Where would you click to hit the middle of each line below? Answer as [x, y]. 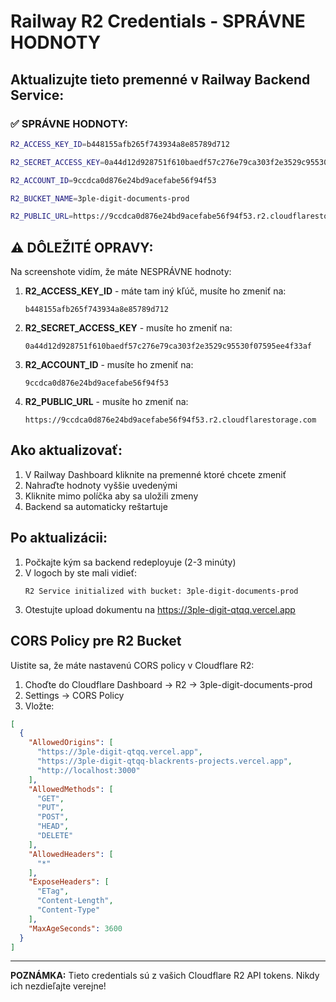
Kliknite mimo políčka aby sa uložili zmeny [111, 496]
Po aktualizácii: [59, 538]
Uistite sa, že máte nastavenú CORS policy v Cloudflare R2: [132, 665]
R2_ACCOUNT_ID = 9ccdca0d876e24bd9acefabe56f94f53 [113, 180]
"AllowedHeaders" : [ [71, 854]
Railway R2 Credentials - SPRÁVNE [158, 21]
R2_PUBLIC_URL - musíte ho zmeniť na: [106, 402]
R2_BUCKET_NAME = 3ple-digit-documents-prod [100, 198]
